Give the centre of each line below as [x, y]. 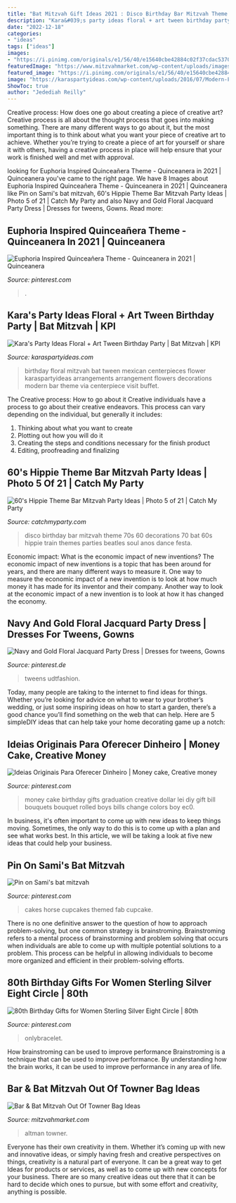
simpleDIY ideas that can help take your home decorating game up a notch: [117, 722]
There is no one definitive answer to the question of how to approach [107, 923]
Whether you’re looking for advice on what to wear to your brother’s [105, 700]
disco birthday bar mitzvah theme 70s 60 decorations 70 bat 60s [118, 535]
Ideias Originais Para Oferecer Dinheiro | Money [114, 744]
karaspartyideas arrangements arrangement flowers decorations [118, 378]
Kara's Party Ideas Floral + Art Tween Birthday [111, 315]
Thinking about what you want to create [75, 428]
